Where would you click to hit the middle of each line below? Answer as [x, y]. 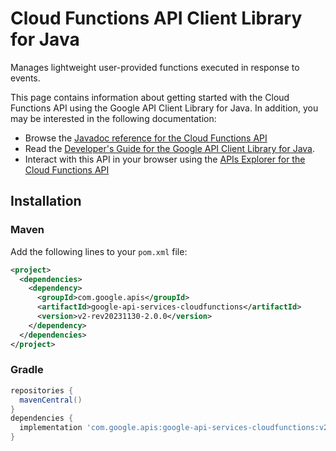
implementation [51, 428]
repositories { [42, 390]
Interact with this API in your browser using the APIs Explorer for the [165, 159]
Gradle [27, 370]
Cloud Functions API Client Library [156, 18]
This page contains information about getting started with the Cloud [150, 97]
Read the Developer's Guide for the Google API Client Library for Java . [170, 148]
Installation [46, 201]
